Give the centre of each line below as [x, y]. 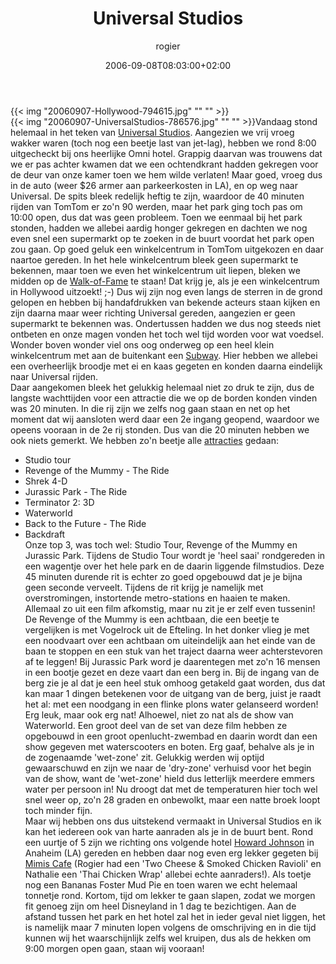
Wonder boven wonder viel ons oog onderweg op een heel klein [142, 344]
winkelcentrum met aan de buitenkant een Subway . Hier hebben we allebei [164, 355]
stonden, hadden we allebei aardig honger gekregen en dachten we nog [159, 228]
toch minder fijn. [58, 810]
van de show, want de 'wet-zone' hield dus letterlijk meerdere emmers [169, 778]
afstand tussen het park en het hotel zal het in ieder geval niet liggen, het [175, 916]
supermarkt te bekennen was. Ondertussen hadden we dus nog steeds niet [166, 323]
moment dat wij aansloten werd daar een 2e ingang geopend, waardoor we [165, 419]
